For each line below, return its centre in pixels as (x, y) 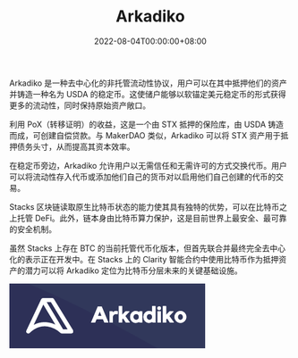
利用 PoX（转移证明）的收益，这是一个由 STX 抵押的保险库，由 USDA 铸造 (147, 124)
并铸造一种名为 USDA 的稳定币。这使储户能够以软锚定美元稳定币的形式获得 (148, 94)
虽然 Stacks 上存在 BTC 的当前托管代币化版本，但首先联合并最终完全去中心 (148, 248)
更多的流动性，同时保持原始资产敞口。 (80, 105)
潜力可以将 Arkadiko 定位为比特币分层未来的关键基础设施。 (134, 271)
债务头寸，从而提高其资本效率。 (76, 146)
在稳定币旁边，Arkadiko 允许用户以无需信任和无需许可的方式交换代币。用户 (149, 165)
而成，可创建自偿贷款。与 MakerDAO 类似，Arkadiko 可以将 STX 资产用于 (145, 135)
